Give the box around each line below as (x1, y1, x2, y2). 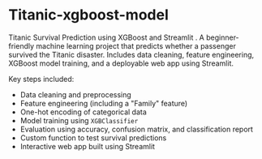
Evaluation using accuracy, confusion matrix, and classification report (19, 124, 254, 134)
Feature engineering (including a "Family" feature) (19, 98, 188, 108)
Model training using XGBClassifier (19, 115, 139, 125)
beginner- (205, 32, 239, 42)
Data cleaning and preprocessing (19, 89, 131, 99)
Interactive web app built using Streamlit (19, 141, 156, 151)
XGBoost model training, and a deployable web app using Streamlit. (8, 58, 234, 68)
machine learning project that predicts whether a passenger (36, 41, 237, 50)
